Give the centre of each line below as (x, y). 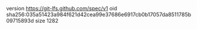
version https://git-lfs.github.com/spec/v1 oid (62, 8)
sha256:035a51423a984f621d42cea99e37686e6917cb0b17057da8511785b (99, 14)
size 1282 (47, 21)
